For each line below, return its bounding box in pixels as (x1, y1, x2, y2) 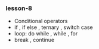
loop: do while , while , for (14, 30, 78, 37)
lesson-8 (5, 4, 33, 12)
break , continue (14, 37, 55, 44)
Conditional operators (14, 18, 68, 25)
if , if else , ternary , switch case (14, 24, 93, 31)
